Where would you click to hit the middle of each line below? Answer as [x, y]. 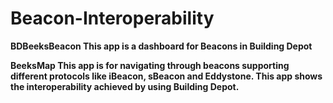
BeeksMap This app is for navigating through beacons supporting [150, 65]
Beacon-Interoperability [112, 18]
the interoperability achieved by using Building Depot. [125, 86]
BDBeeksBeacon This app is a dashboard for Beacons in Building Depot [161, 46]
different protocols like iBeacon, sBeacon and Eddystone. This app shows [166, 76]
